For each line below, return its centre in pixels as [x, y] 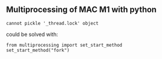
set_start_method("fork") [38, 50]
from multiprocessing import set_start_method [64, 45]
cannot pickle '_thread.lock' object [52, 23]
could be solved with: [32, 34]
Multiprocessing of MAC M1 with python [82, 10]
